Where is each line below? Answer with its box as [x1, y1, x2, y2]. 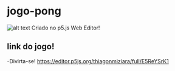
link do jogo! [7, 42, 55, 52]
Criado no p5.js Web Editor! [31, 24, 100, 31]
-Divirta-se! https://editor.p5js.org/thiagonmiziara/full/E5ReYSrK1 [7, 57, 169, 64]
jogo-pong [7, 4, 61, 18]
